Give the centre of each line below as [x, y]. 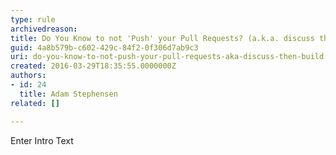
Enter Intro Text [42, 140]
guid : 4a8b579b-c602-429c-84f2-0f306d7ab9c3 [104, 47]
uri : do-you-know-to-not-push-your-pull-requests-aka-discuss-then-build [167, 57]
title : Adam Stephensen [68, 94]
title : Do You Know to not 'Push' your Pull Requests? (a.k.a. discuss [162, 38]
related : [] [35, 103]
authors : [28, 76]
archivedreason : [44, 29]
